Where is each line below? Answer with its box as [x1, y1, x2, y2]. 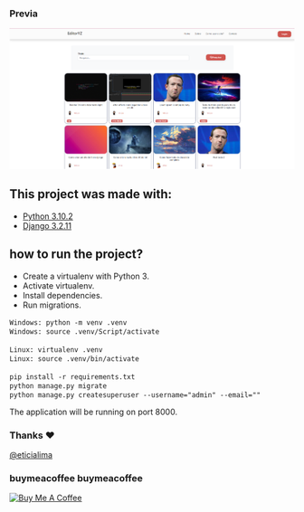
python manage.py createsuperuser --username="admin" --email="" [9, 390, 261, 400]
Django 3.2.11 [22, 220, 72, 231]
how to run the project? [9, 247, 143, 262]
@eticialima [9, 450, 52, 460]
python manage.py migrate [9, 381, 107, 391]
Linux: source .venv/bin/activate [9, 354, 140, 364]
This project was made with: [9, 186, 173, 202]
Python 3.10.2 [22, 211, 74, 222]
